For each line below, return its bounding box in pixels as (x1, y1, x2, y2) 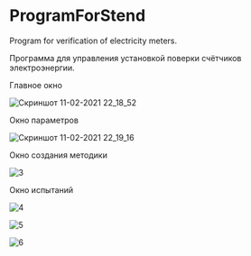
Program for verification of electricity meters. (9, 35, 178, 46)
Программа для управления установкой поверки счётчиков (9, 52, 242, 63)
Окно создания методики (9, 150, 108, 160)
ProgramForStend (9, 5, 146, 26)
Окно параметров (9, 114, 79, 125)
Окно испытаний (9, 184, 74, 195)
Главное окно (9, 79, 63, 90)
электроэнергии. (9, 62, 75, 73)
